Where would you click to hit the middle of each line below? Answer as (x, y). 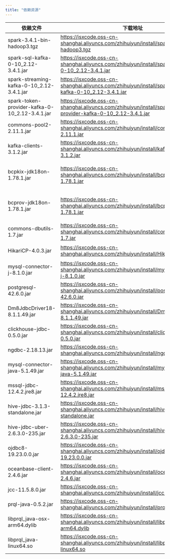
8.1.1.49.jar (22, 314)
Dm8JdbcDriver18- (32, 308)
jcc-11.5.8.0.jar (27, 490)
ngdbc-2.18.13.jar (30, 350)
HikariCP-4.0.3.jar (30, 250)
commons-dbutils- (31, 228)
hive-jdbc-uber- (28, 427)
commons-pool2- (30, 124)
